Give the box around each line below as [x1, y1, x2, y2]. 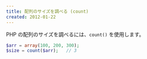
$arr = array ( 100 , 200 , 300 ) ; [6, 42, 80, 48]
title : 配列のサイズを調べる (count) [6, 8, 89, 15]
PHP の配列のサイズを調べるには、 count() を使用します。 [6, 30, 145, 38]
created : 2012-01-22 [6, 14, 57, 20]
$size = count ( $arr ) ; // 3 [6, 48, 77, 54]
